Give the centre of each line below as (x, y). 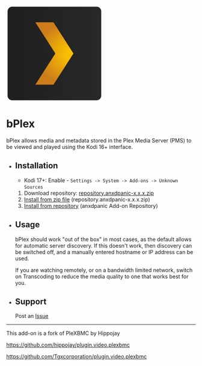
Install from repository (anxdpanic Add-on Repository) (91, 206)
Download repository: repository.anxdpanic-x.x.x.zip (89, 193)
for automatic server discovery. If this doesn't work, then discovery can (103, 245)
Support (31, 301)
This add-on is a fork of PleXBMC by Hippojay (63, 334)
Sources (33, 187)
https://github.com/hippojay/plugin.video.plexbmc (68, 345)
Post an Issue (32, 316)
